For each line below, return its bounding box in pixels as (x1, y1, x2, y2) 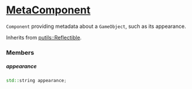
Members (6, 48, 34, 56)
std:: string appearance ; (6, 77, 67, 83)
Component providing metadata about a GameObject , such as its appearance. (6, 23, 186, 30)
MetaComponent (6, 3, 91, 17)
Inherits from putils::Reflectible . (6, 34, 82, 41)
